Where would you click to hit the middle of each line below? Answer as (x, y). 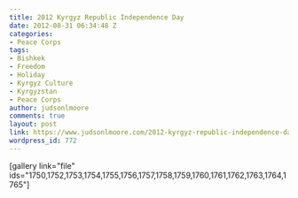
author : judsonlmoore (49, 108)
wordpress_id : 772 (43, 141)
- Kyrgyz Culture (41, 83)
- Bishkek (27, 58)
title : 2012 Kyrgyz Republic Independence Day (97, 17)
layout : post (33, 125)
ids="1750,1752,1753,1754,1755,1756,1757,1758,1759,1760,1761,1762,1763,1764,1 (148, 175)
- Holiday (27, 75)
